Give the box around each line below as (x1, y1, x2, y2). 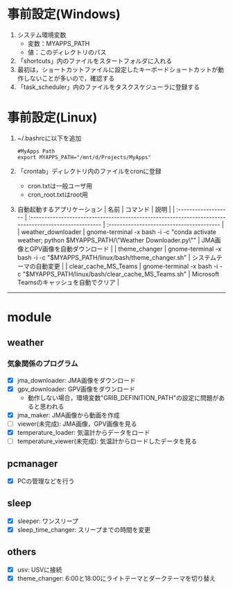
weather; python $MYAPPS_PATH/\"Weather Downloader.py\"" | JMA (17, 235, 215, 244)
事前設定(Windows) (7, 6, 121, 22)
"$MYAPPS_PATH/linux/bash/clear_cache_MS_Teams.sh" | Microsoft (22, 269, 220, 278)
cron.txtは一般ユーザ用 (27, 181, 93, 190)
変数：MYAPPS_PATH (27, 39, 90, 47)
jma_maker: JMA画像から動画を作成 (17, 410, 120, 419)
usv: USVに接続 (17, 565, 62, 574)
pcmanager (7, 458, 58, 470)
